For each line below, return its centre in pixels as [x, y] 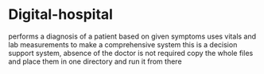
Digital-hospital [61, 15]
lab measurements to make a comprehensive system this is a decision [123, 44]
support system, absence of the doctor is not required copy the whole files [131, 53]
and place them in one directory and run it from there [95, 61]
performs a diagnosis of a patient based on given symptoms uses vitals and [132, 36]
